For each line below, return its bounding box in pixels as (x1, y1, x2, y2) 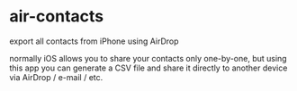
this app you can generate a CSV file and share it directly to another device (9, 62, 288, 73)
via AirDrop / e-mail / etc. (9, 71, 103, 82)
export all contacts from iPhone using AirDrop (9, 36, 179, 46)
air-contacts (9, 6, 104, 27)
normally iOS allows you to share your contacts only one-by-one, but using (9, 53, 287, 63)
